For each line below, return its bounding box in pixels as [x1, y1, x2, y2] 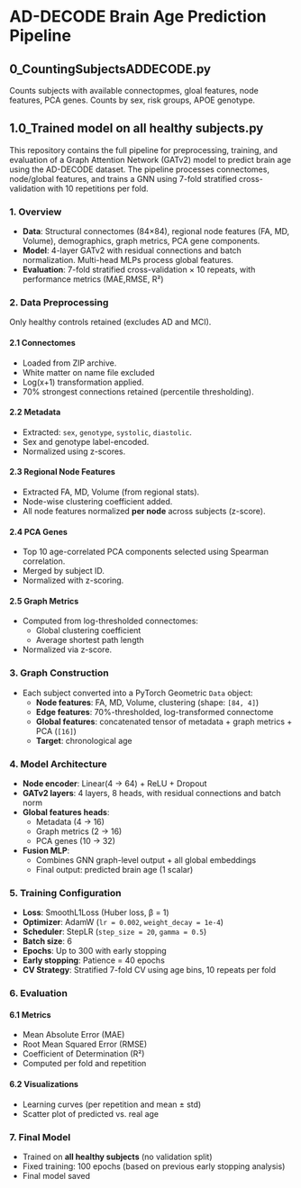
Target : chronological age [35, 735, 132, 746]
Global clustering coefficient [35, 625, 141, 636]
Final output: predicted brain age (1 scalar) [35, 865, 194, 875]
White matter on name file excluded [22, 367, 155, 377]
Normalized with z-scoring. [22, 575, 124, 586]
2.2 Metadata [9, 407, 61, 418]
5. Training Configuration [9, 886, 122, 899]
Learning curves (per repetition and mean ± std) [22, 1099, 202, 1110]
